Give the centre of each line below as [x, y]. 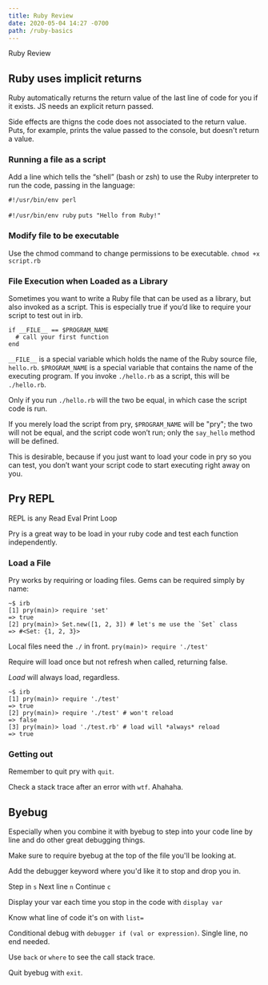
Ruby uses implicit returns [75, 78]
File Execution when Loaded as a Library [88, 281]
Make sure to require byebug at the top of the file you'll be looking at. [122, 856]
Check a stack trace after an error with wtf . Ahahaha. [96, 787]
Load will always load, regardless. [64, 677]
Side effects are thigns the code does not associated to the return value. [128, 122]
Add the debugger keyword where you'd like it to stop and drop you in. [125, 871]
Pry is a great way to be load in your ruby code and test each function [123, 533]
